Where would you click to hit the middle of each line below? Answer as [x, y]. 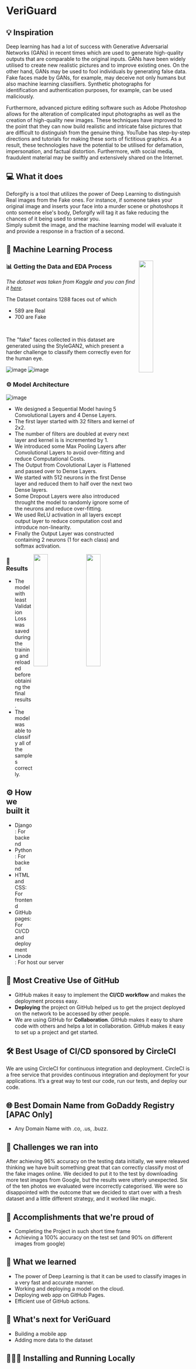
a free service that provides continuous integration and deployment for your [97, 1075]
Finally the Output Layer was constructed [64, 533]
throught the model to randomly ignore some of [72, 502]
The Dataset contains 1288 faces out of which [61, 299]
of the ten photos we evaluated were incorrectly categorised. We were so [94, 1186]
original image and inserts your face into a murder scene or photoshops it [94, 206]
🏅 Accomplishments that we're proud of [80, 1217]
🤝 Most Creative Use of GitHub [63, 981]
